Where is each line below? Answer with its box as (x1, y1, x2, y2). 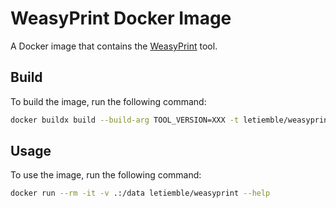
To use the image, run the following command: (10, 169, 202, 181)
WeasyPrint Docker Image (10, 7, 232, 30)
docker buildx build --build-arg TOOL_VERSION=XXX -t (10, 115, 240, 125)
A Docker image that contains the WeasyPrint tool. (10, 40, 218, 52)
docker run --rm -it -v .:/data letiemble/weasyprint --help (10, 188, 271, 199)
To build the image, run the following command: (10, 95, 207, 107)
